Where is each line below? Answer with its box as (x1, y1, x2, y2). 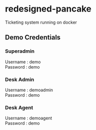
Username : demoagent (5, 115, 52, 121)
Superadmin (5, 48, 35, 55)
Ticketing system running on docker (5, 19, 77, 25)
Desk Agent (5, 104, 33, 111)
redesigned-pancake (5, 3, 92, 14)
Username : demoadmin (5, 87, 53, 93)
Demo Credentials (5, 33, 61, 42)
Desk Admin (5, 76, 34, 83)
